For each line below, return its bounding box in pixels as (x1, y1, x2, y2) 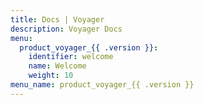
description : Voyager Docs (10, 24, 123, 34)
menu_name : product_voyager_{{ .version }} (10, 80, 195, 90)
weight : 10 (28, 71, 74, 81)
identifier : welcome (28, 52, 114, 62)
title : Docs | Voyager (10, 14, 105, 25)
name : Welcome (28, 61, 87, 71)
